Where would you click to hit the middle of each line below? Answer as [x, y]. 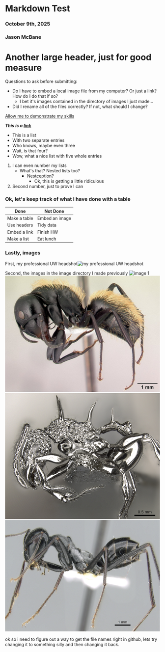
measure [24, 68]
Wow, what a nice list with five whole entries [57, 156]
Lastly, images [23, 253]
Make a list [18, 239]
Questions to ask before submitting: [41, 81]
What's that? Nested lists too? [50, 170]
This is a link [18, 125]
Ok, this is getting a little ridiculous [69, 181]
